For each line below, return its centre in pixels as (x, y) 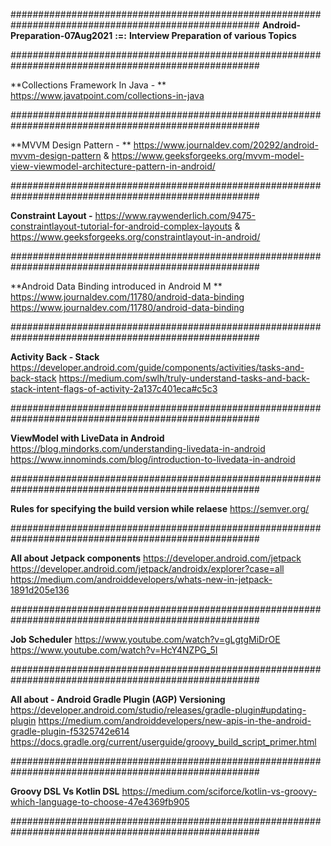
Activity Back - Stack (55, 357)
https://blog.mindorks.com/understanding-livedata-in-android (138, 448)
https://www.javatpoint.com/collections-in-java (107, 95)
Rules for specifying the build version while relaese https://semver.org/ (160, 508)
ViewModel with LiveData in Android (87, 438)
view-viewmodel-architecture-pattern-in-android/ (113, 166)
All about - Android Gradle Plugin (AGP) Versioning (118, 699)
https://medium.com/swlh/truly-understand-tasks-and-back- (184, 378)
